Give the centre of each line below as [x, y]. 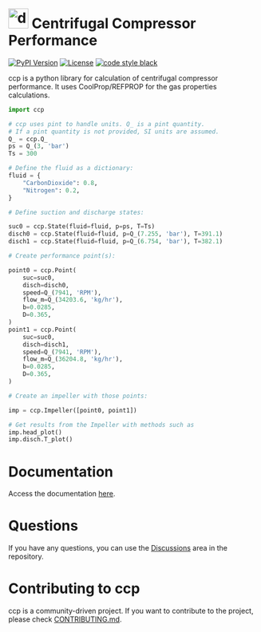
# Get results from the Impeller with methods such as [101, 425]
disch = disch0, [46, 285]
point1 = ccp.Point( [43, 330]
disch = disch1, [46, 344]
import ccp [26, 109]
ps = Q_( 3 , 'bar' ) [39, 146]
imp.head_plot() [35, 432]
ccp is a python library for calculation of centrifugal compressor [113, 78]
